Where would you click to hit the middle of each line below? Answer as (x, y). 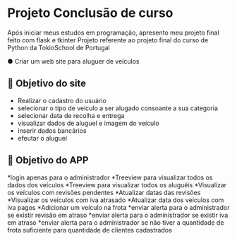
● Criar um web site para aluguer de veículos (73, 61)
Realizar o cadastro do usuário (62, 100)
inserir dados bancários (52, 130)
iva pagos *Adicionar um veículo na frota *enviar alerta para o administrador (119, 207)
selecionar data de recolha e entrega (71, 115)
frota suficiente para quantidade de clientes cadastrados (90, 230)
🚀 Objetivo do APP (48, 160)
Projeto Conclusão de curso (90, 13)
